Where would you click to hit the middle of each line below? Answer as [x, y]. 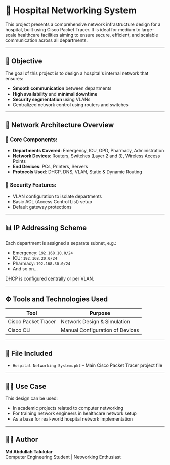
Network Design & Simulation [95, 322]
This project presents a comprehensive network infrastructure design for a [83, 24]
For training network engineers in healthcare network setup [74, 413]
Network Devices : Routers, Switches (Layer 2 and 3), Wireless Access [86, 156]
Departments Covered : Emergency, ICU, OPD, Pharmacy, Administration [88, 151]
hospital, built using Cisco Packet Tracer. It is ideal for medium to [73, 29]
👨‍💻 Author [22, 439]
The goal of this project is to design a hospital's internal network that [77, 73]
